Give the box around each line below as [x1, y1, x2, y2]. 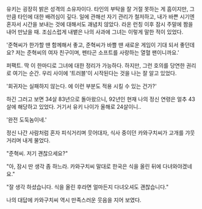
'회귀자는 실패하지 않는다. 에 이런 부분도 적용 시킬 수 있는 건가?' [6, 82, 157, 90]
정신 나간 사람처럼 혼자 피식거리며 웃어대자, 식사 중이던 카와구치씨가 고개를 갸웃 [6, 129, 195, 136]
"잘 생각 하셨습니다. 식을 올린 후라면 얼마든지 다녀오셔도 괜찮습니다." [6, 183, 169, 191]
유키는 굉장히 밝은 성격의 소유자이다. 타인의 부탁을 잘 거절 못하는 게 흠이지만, [6, 5, 189, 12]
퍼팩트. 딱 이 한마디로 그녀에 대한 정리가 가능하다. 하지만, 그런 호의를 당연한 [6, 62, 185, 69]
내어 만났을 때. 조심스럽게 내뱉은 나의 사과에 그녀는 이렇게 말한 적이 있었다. [6, 28, 184, 35]
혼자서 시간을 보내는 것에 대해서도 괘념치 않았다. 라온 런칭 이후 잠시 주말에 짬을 [6, 21, 193, 28]
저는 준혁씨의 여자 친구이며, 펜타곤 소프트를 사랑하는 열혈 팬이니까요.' [15, 49, 179, 56]
